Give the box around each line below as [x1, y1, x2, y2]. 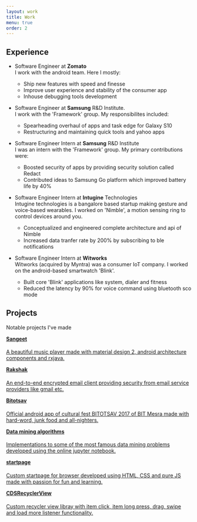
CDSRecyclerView [6, 490, 52, 497]
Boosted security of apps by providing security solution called [23, 164, 174, 171]
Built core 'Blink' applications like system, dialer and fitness [23, 279, 168, 286]
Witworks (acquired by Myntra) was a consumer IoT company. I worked [14, 261, 188, 268]
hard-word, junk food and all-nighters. [6, 416, 99, 423]
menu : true [6, 19, 33, 25]
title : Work [6, 14, 35, 20]
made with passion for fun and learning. [6, 478, 103, 485]
